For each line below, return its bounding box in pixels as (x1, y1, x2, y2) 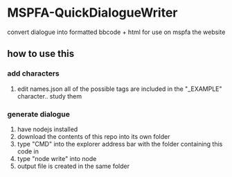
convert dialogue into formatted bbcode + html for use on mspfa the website (7, 28, 226, 36)
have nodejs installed (17, 125, 78, 133)
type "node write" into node (17, 154, 97, 162)
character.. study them (17, 92, 82, 100)
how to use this (7, 48, 75, 60)
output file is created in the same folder (17, 162, 130, 170)
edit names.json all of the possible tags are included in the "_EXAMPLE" (17, 85, 223, 93)
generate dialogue (7, 109, 71, 119)
